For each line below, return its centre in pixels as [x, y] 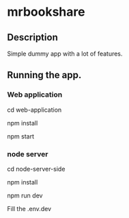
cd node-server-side [36, 169]
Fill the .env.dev [29, 208]
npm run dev [25, 195]
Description [32, 37]
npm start [21, 136]
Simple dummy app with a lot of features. [65, 53]
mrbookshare [46, 12]
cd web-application [34, 110]
